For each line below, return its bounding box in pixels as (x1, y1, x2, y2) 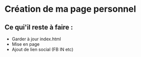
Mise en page (11, 41, 40, 47)
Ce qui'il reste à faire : (4, 23, 73, 31)
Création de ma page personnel (4, 3, 137, 15)
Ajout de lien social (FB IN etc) (11, 47, 73, 52)
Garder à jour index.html (11, 36, 61, 42)
